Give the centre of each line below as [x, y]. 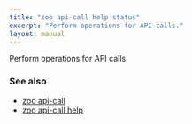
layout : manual [37, 33]
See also [28, 82]
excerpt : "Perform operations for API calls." [96, 26]
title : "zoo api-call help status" [75, 17]
